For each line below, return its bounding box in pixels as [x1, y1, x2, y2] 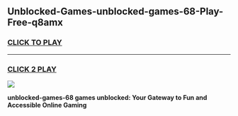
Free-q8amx [7, 17, 64, 29]
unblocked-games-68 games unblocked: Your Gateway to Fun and [7, 93, 208, 101]
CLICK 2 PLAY [7, 64, 57, 74]
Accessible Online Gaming [7, 101, 87, 109]
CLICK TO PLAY [7, 38, 62, 48]
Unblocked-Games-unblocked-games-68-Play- [7, 6, 224, 18]
